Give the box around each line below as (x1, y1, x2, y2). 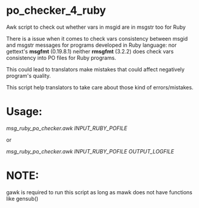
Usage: (6, 105, 43, 119)
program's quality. (6, 72, 51, 79)
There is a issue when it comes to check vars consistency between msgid (6, 35, 188, 42)
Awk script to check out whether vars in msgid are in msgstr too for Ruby (6, 23, 186, 31)
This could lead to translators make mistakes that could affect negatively (6, 65, 185, 73)
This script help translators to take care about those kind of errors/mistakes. (6, 83, 194, 91)
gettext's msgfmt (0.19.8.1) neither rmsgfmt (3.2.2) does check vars (6, 47, 174, 55)
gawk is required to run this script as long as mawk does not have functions (6, 188, 192, 195)
